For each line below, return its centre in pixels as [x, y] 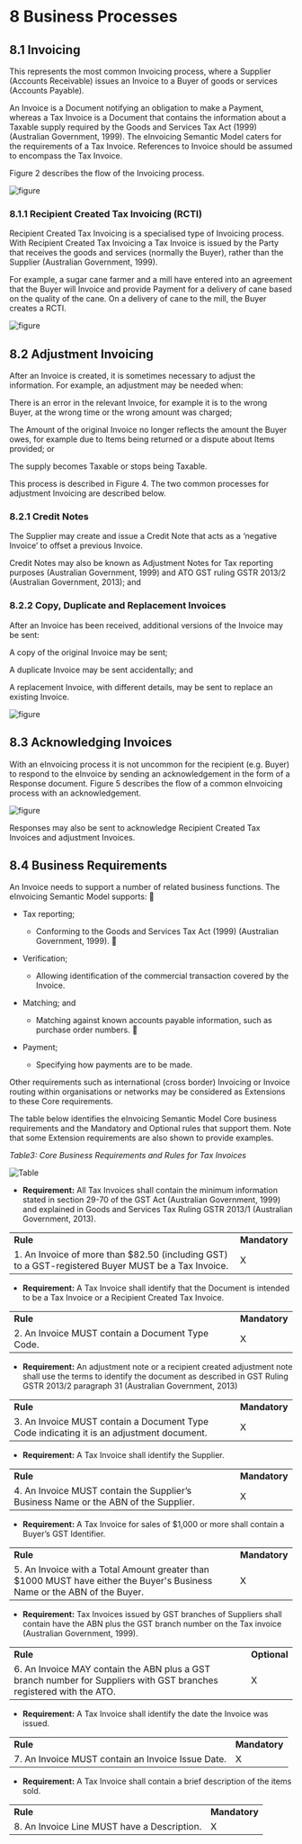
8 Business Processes [93, 17]
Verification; [45, 958]
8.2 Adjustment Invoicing [82, 354]
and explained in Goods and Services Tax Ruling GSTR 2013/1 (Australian [157, 1210]
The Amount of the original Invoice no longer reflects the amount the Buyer [148, 430]
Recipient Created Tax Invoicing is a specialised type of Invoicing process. [147, 234]
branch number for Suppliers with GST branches [116, 1680]
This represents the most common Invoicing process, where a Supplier [140, 71]
